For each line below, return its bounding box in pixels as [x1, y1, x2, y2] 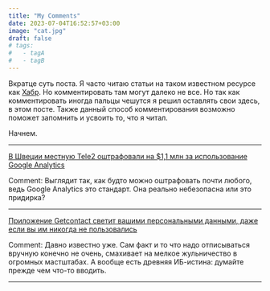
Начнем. [8, 128, 38, 137]
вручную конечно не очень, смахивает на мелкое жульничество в [8, 248, 238, 258]
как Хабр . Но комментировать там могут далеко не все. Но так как [8, 87, 240, 96]
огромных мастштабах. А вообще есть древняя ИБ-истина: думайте [8, 256, 244, 266]
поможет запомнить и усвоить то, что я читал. [8, 113, 169, 122]
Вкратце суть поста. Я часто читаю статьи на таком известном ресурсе [8, 78, 256, 88]
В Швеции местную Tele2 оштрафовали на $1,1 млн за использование [8, 151, 247, 161]
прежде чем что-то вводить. [8, 265, 107, 275]
